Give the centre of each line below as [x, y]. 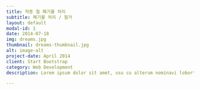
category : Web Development [40, 67]
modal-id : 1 [21, 28]
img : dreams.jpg [26, 39]
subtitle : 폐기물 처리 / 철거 [39, 17]
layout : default [26, 23]
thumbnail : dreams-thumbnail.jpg [48, 45]
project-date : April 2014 [38, 56]
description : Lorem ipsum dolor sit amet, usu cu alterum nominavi [92, 73]
